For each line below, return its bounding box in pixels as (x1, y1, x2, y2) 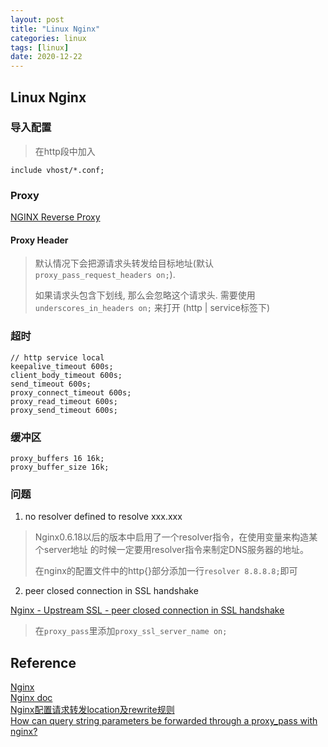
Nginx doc (10, 692, 53, 704)
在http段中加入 (34, 145, 96, 157)
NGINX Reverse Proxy (10, 211, 101, 223)
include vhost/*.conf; (10, 165, 105, 175)
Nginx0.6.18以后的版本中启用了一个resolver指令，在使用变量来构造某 (34, 531, 318, 543)
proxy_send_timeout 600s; (10, 405, 118, 415)
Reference (10, 654, 77, 671)
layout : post (10, 14, 65, 25)
